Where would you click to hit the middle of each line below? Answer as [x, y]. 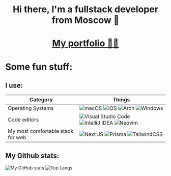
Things [121, 100]
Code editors [23, 120]
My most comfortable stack [41, 131]
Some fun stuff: [39, 67]
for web [17, 137]
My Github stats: [32, 155]
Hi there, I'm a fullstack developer [85, 9]
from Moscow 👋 [85, 20]
